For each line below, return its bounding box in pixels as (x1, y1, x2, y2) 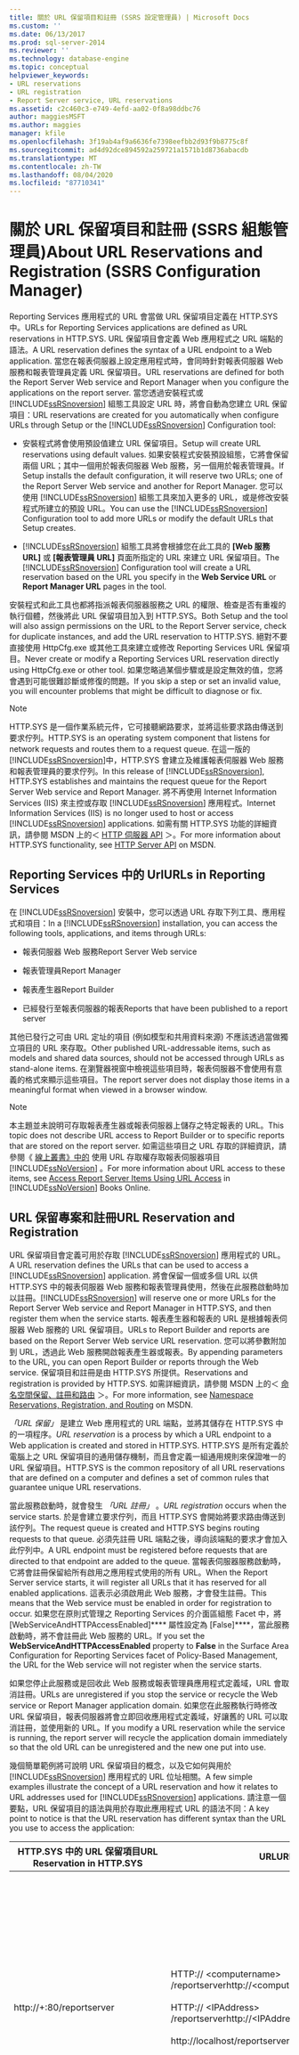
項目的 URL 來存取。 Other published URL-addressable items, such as (16, 1042, 271, 1053)
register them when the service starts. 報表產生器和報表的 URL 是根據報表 (9, 1313, 280, 1324)
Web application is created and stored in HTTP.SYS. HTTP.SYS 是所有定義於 (9, 1439, 289, 1450)
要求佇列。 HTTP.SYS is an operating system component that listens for (9, 732, 271, 744)
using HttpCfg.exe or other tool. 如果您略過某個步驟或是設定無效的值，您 (9, 665, 276, 675)
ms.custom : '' (9, 21, 62, 30)
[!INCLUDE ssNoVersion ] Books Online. (9, 1182, 151, 1193)
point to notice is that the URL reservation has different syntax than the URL (9, 1813, 287, 1823)
